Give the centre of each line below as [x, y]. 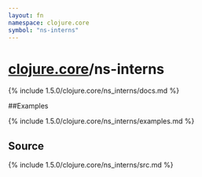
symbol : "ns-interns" [44, 30]
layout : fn [26, 15]
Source [26, 146]
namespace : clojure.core [49, 23]
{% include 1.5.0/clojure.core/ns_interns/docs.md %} [94, 90]
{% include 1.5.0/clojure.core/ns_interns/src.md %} [91, 165]
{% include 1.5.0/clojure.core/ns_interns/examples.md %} [101, 121]
